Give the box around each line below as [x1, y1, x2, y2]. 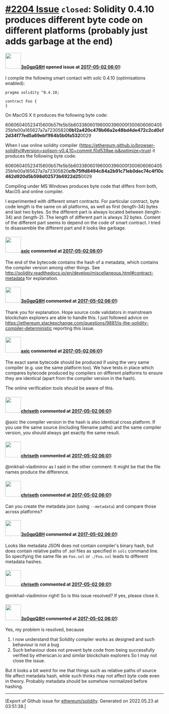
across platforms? [5, 508, 43, 514]
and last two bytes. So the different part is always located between [5, 209, 144, 215]
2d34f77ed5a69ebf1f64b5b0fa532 [5, 132, 80, 139]
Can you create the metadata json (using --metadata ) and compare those [5, 503, 156, 509]
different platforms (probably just [5, 25, 148, 36]
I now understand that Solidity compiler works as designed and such [12, 637, 155, 643]
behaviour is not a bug [12, 642, 59, 648]
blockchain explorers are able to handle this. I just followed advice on [5, 314, 148, 321]
